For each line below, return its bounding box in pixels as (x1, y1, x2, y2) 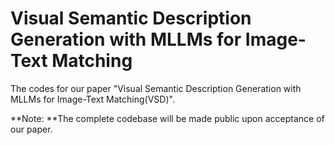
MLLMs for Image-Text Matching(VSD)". (10, 93, 175, 105)
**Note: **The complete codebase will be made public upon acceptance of (10, 112, 325, 124)
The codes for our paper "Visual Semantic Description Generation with (10, 82, 302, 94)
